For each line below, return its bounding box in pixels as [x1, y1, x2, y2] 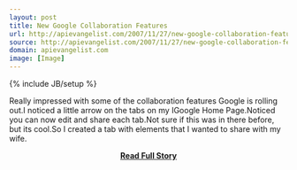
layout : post [9, 12, 57, 22]
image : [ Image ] [9, 54, 65, 63]
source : [9, 37, 38, 47]
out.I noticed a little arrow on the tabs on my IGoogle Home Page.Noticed [9, 105, 276, 115]
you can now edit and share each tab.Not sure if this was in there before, [9, 114, 275, 125]
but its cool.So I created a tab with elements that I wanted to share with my [9, 124, 281, 134]
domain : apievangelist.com [9, 46, 109, 55]
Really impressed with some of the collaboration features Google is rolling [9, 96, 278, 106]
